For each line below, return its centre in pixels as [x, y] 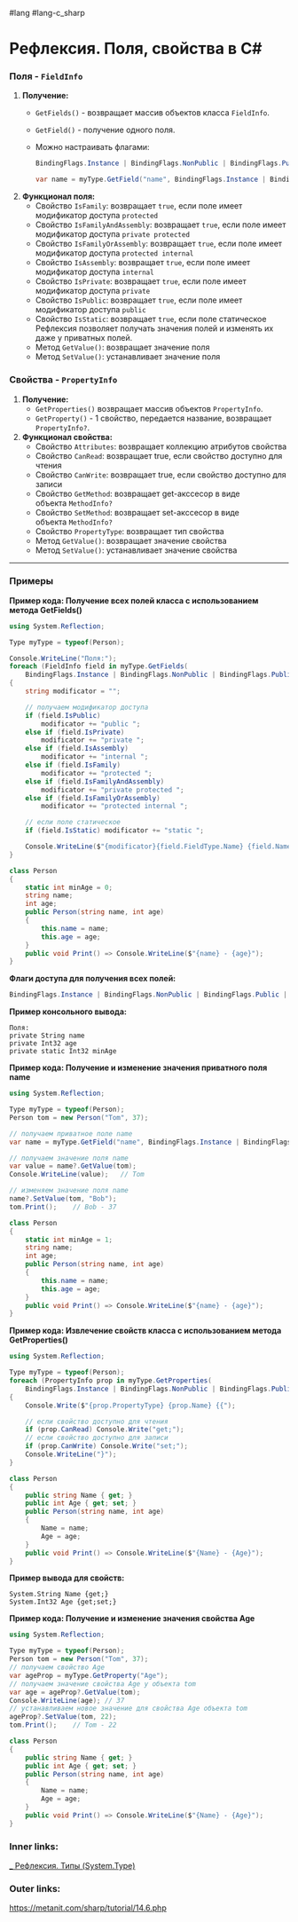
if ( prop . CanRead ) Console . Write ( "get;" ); [105, 1430]
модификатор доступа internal [94, 272]
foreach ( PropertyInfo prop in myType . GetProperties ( [111, 1381]
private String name [47, 1036]
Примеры [31, 581]
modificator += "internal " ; [95, 757]
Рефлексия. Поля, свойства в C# [136, 49]
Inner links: [34, 1847]
